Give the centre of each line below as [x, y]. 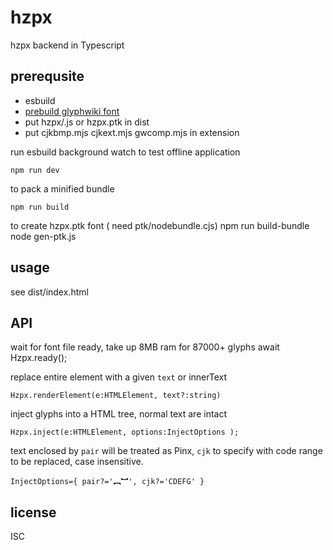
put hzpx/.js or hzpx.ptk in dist [87, 122]
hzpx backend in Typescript [67, 45]
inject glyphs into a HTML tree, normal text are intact [118, 414]
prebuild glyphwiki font [72, 111]
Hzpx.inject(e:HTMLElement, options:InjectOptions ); [125, 432]
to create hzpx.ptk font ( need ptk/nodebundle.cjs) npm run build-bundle [160, 225]
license [33, 512]
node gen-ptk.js [43, 236]
